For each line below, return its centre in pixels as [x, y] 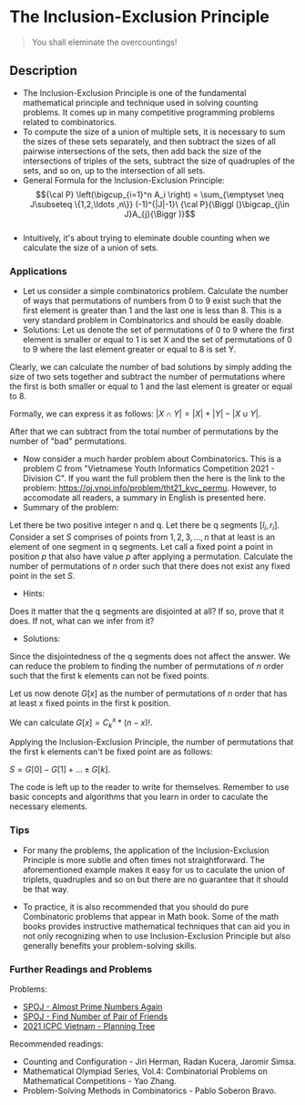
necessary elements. [49, 806]
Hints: [34, 593]
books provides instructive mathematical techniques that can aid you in [156, 926]
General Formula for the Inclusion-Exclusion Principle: [123, 180]
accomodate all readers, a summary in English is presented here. [144, 498]
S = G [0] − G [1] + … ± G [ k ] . [60, 770]
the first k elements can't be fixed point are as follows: [112, 752]
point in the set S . [42, 575]
